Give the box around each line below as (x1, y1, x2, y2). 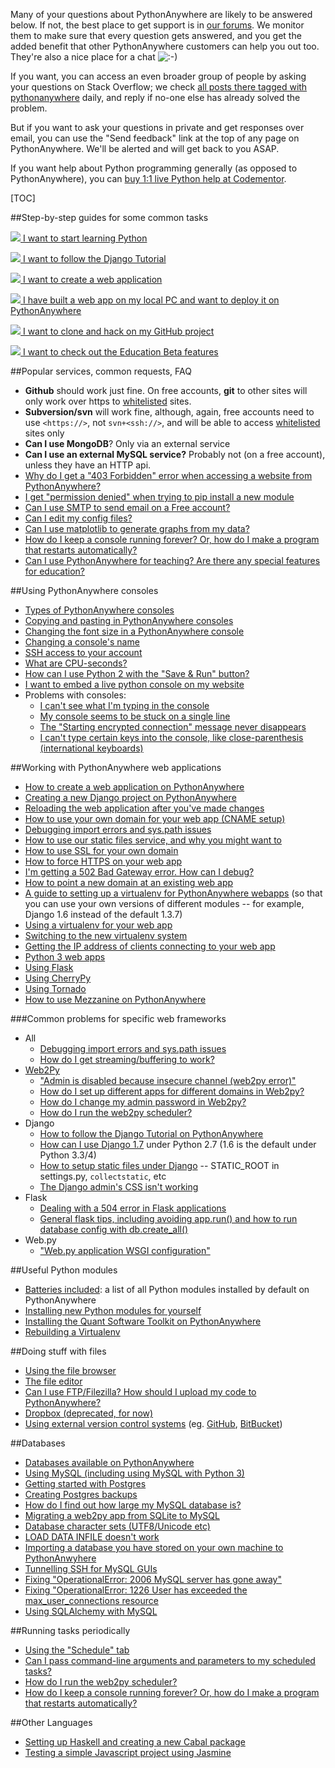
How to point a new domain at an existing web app (24, 877, 234, 888)
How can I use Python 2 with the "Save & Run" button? (24, 668, 250, 679)
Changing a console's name (24, 636, 140, 648)
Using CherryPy (24, 972, 92, 984)
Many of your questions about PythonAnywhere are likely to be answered (10, 9, 313, 20)
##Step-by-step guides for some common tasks (10, 212, 209, 223)
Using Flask (24, 962, 74, 973)
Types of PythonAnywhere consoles (24, 604, 175, 616)
